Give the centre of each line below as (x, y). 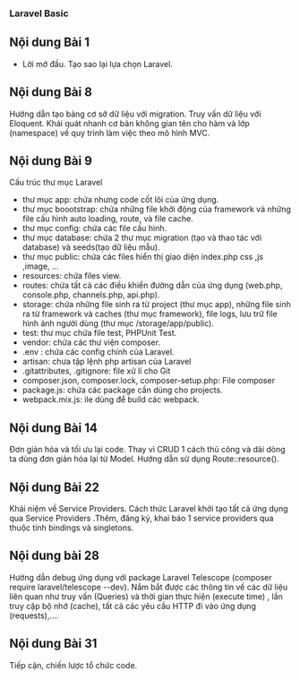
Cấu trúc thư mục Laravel (56, 183)
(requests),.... (34, 615)
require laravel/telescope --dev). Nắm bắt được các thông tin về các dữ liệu (149, 587)
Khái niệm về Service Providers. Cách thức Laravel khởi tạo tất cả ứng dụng (149, 508)
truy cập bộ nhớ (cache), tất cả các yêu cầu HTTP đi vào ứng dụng (133, 606)
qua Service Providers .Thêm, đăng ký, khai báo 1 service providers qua (141, 518)
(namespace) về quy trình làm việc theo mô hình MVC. (110, 133)
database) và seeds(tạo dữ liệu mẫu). (91, 247)
